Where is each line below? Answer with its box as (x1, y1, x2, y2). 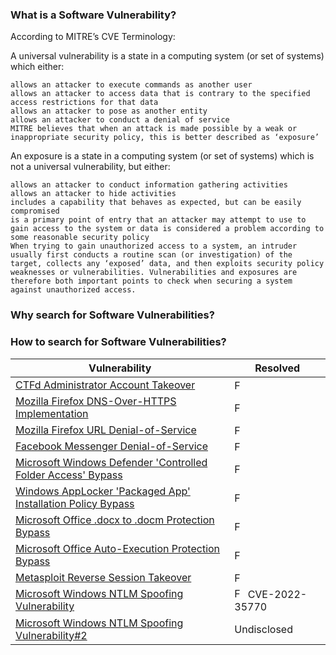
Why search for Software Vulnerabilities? (10, 308, 215, 322)
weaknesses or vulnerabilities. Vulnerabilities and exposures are (10, 268, 298, 278)
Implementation (15, 406, 89, 420)
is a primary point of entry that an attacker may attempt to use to (10, 215, 307, 225)
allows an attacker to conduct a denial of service (10, 115, 230, 125)
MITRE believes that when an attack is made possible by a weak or (10, 124, 298, 134)
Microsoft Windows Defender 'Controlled (15, 455, 208, 469)
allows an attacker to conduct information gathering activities (10, 180, 288, 190)
